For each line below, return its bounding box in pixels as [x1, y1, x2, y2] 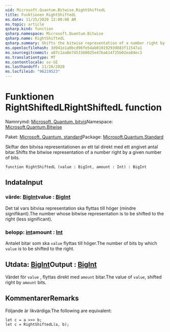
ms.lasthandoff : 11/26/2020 [5, 64, 65, 69]
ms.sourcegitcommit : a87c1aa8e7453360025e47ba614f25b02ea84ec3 [5, 50, 143, 55]
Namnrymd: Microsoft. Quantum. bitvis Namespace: [5, 118, 114, 125]
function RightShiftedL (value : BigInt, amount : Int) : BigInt [5, 164, 147, 170]
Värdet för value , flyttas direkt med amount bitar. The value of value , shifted [5, 273, 162, 280]
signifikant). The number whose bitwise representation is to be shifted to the [5, 210, 164, 216]
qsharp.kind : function [5, 26, 53, 32]
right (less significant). [5, 216, 52, 222]
